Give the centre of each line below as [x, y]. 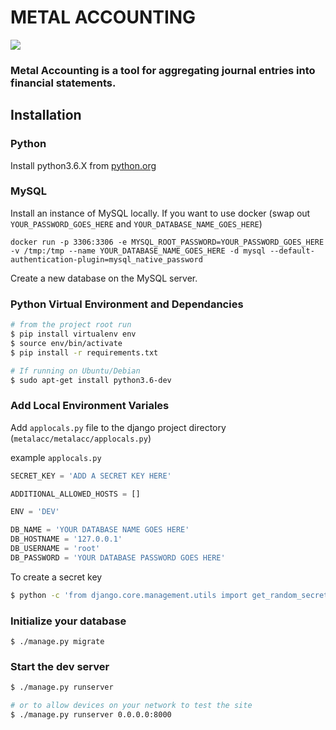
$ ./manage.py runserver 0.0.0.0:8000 [91, 715]
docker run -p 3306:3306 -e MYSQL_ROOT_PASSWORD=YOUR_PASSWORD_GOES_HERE [167, 242]
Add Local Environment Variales [90, 406]
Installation [46, 115]
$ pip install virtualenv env [73, 334]
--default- [292, 251]
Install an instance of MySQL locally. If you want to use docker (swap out [160, 213]
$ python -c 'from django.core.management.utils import [129, 595]
